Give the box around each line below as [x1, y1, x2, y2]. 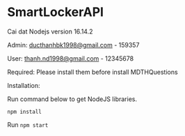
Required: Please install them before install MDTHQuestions [7, 68, 179, 76]
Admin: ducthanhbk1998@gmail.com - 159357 [7, 40, 140, 49]
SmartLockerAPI [7, 4, 104, 20]
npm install [7, 108, 42, 115]
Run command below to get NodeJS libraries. [7, 95, 138, 103]
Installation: [7, 81, 40, 89]
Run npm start [7, 120, 49, 129]
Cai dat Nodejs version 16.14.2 [7, 27, 93, 36]
